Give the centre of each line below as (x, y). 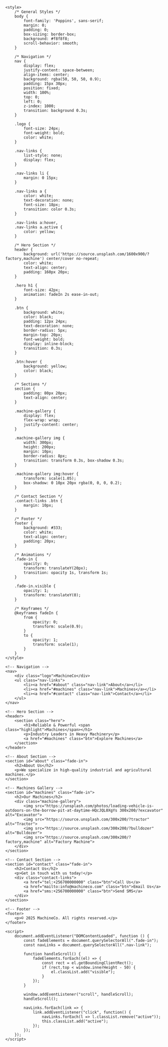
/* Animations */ (33, 555)
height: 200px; (40, 447)
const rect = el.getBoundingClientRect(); (88, 963)
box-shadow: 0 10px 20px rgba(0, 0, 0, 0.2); (73, 483)
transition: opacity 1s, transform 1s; (66, 573)
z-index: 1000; (40, 106)
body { (21, 16)
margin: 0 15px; (41, 178)
